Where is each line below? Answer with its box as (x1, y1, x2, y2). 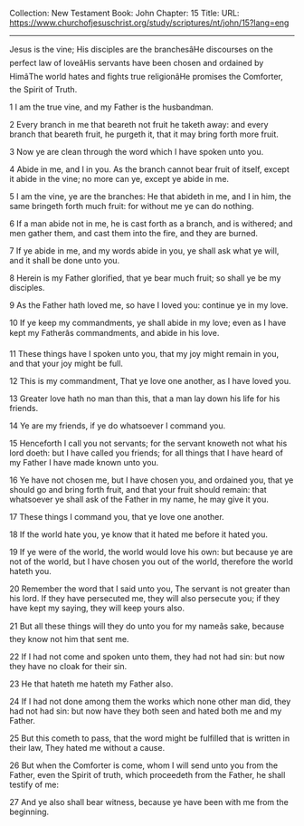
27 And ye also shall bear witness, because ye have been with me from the (9, 797, 290, 807)
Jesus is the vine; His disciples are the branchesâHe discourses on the (9, 44, 273, 54)
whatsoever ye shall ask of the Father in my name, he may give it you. (9, 494, 269, 504)
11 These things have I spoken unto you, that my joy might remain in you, (9, 349, 279, 359)
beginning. (9, 806, 50, 817)
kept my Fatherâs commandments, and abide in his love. (9, 328, 220, 338)
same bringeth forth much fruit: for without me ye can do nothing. (9, 201, 254, 211)
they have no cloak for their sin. (9, 661, 128, 671)
